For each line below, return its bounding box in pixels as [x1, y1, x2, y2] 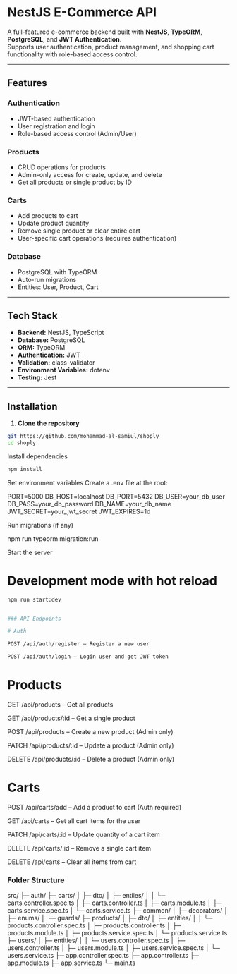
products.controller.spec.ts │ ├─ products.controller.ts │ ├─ [7, 921, 182, 930]
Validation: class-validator [17, 358, 95, 367]
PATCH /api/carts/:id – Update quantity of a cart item [7, 830, 160, 839]
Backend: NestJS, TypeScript [17, 329, 104, 337]
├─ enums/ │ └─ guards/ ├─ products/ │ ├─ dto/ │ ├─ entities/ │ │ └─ [7, 914, 213, 923]
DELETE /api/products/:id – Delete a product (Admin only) [7, 755, 175, 764]
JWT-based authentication [17, 114, 95, 123]
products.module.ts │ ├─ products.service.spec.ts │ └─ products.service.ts [7, 929, 228, 937]
